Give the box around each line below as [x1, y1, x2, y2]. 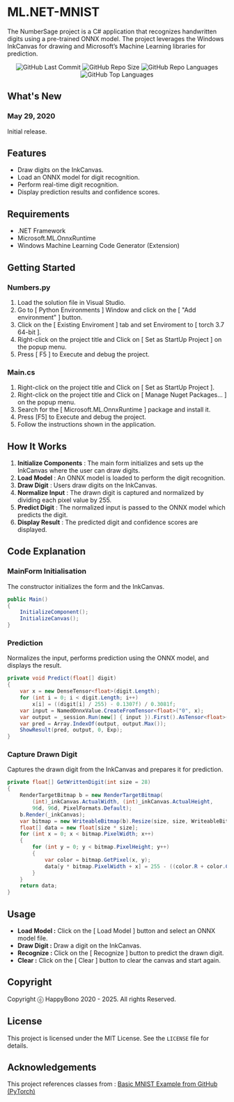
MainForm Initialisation [7, 567, 87, 576]
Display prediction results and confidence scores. [17, 188, 160, 196]
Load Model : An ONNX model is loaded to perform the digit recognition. [17, 474, 226, 482]
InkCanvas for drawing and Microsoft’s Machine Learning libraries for [7, 42, 206, 50]
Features [7, 148, 47, 159]
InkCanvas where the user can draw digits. [17, 466, 141, 475]
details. [7, 1041, 29, 1050]
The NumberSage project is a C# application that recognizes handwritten [7, 27, 217, 36]
